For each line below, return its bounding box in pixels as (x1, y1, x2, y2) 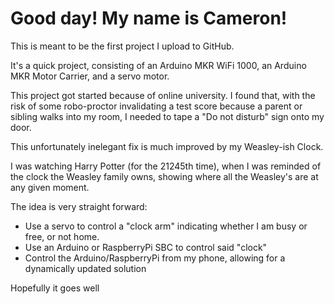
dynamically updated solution (24, 262, 147, 274)
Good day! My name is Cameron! (10, 7, 288, 30)
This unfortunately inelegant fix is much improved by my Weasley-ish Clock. (10, 140, 324, 152)
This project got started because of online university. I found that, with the (10, 89, 316, 101)
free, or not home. (24, 230, 100, 242)
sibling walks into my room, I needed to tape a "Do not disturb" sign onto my (10, 110, 325, 122)
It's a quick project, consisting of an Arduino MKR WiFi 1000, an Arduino (10, 59, 307, 71)
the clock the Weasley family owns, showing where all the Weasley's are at (10, 170, 319, 182)
